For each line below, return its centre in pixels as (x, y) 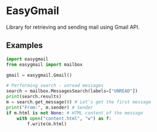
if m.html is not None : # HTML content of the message (75, 113)
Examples (24, 45)
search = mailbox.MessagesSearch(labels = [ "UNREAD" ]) (72, 91)
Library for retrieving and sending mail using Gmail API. (73, 27)
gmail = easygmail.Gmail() (39, 75)
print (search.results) (34, 97)
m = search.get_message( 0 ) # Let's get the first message (78, 102)
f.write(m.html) (47, 124)
